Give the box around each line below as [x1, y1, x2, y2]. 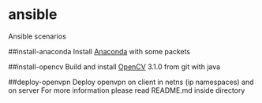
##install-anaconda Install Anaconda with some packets [8, 46, 191, 56]
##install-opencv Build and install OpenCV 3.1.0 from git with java [8, 61, 221, 72]
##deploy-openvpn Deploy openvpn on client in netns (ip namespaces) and [8, 77, 254, 86]
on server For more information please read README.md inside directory [8, 85, 245, 95]
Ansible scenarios [8, 31, 67, 41]
